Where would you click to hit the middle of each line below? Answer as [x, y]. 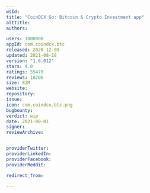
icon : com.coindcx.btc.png [39, 105]
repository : [21, 94]
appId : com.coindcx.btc [36, 44]
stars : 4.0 [20, 66]
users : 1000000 [25, 39]
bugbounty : [20, 110]
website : [17, 89]
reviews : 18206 [25, 78]
